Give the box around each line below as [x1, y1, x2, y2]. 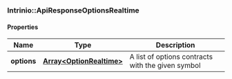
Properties [7, 23, 39, 31]
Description [155, 40, 195, 50]
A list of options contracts [129, 52, 213, 62]
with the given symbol [129, 61, 202, 71]
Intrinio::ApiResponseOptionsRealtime [7, 6, 139, 15]
